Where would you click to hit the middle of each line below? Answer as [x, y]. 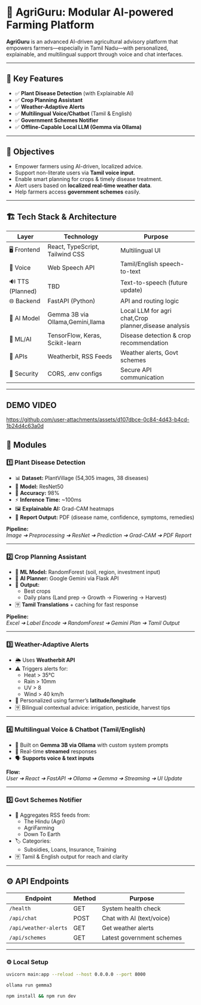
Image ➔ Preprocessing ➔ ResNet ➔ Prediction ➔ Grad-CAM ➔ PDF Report [99, 535]
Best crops [37, 591]
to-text [130, 271]
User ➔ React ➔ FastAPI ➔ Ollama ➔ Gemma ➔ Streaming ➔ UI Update [94, 778]
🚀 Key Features [35, 79]
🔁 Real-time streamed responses [56, 751]
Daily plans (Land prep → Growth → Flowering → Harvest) [95, 597]
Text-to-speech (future [154, 282]
